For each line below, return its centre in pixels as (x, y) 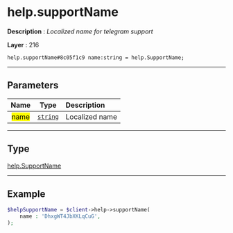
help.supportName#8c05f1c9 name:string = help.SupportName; (96, 57)
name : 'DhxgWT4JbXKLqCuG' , (60, 216)
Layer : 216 (23, 45)
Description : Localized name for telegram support (80, 31)
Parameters (33, 85)
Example (26, 194)
